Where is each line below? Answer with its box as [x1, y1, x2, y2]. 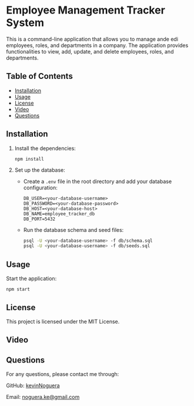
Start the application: [6, 275, 57, 282]
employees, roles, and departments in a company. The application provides [6, 42, 189, 49]
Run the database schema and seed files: [23, 226, 124, 233]
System [6, 16, 45, 29]
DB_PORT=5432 [23, 216, 56, 222]
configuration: [23, 184, 58, 191]
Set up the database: [14, 166, 66, 174]
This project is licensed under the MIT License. [6, 318, 120, 325]
